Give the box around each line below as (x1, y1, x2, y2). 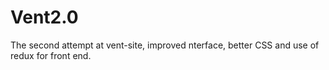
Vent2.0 (10, 6, 79, 29)
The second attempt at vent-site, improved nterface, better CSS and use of (10, 39, 320, 51)
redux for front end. (10, 49, 92, 61)
